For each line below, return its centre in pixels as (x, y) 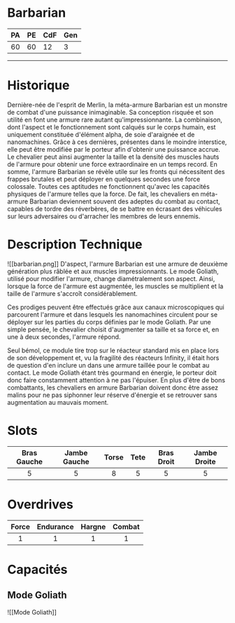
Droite (205, 461)
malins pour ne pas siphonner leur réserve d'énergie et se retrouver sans (112, 395)
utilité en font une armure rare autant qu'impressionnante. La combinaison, (115, 120)
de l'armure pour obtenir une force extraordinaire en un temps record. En (113, 164)
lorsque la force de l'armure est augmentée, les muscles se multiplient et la (115, 286)
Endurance (56, 527)
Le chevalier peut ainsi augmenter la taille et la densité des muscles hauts (113, 157)
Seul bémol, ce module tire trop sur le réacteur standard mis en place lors (113, 350)
